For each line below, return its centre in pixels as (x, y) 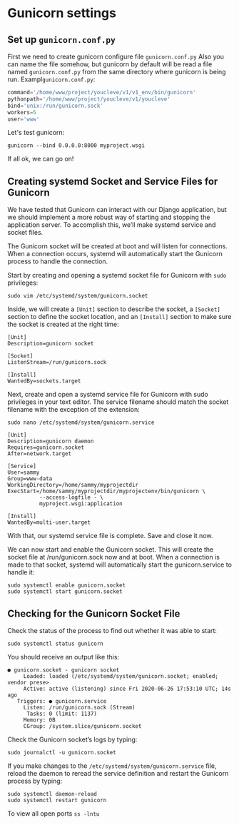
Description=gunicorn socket (51, 344)
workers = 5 (22, 112)
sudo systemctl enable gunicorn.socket (67, 586)
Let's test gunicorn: (36, 133)
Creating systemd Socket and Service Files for (113, 181)
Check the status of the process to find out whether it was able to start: (112, 631)
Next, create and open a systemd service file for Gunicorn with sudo (108, 395)
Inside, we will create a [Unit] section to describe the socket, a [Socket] (114, 309)
